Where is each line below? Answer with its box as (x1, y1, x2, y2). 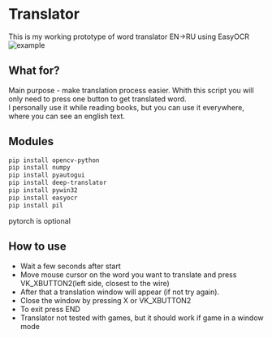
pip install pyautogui (8, 171, 85, 179)
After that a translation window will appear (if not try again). (19, 287, 220, 297)
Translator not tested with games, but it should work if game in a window (19, 313, 264, 323)
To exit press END (19, 304, 81, 314)
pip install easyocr (8, 194, 79, 202)
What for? (8, 64, 60, 78)
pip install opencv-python (8, 156, 100, 165)
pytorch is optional (8, 216, 71, 225)
